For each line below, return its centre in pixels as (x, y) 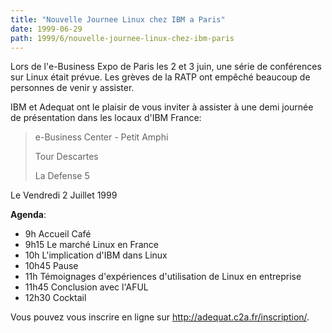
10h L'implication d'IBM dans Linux (96, 255)
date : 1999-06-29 (46, 29)
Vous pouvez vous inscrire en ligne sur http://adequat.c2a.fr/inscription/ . (160, 317)
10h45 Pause (51, 266)
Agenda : (28, 215)
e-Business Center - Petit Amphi (101, 137)
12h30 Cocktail (55, 298)
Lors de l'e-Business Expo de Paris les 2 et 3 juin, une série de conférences (166, 67)
